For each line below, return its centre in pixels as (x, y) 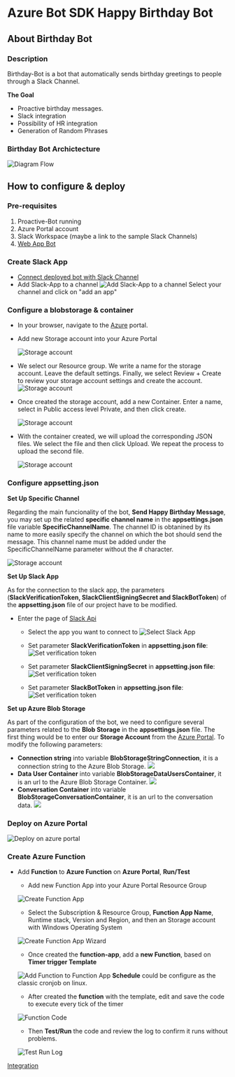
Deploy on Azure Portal (47, 823)
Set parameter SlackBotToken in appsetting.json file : (106, 687)
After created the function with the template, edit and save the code (126, 996)
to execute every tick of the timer (76, 1004)
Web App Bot (36, 244)
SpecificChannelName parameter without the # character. (90, 549)
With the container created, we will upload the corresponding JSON (115, 436)
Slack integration (42, 116)
